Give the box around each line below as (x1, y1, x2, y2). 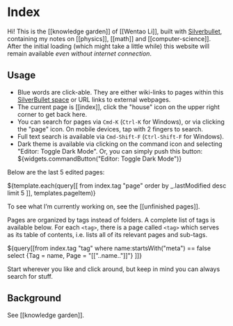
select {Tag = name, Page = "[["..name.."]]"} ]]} (7, 251, 143, 259)
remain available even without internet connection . (7, 49, 152, 58)
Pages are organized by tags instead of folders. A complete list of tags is (7, 215, 216, 224)
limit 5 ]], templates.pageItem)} (7, 188, 96, 197)
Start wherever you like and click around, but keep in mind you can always (7, 265, 220, 273)
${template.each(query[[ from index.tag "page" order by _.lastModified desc (7, 181, 227, 190)
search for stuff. (7, 272, 54, 280)
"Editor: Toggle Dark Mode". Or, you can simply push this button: (17, 147, 203, 155)
